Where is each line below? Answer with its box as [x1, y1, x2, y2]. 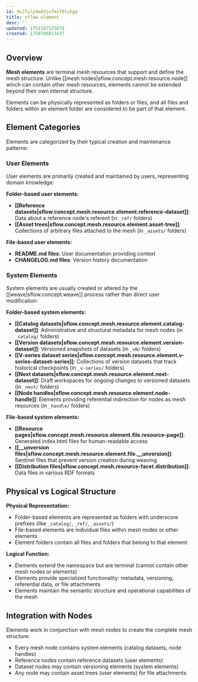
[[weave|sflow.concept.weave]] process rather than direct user [6, 291, 160, 298]
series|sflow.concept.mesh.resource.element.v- [61, 352, 184, 359]
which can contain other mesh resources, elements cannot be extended [6, 81, 181, 88]
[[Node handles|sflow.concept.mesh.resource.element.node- [14, 390, 171, 397]
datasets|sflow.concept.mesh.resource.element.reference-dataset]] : [14, 208, 190, 215]
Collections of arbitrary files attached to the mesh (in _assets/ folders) [14, 227, 187, 234]
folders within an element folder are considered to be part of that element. [6, 105, 187, 112]
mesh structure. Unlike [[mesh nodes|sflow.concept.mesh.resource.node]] [6, 75, 188, 82]
